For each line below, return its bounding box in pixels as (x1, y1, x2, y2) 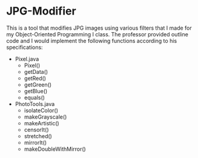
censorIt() (24, 126, 50, 133)
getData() (24, 68, 48, 75)
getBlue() (24, 87, 48, 94)
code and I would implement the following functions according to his (6, 37, 177, 44)
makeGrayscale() (24, 113, 67, 120)
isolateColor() (24, 107, 59, 114)
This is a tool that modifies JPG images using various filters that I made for (6, 24, 192, 31)
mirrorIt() (24, 139, 47, 146)
